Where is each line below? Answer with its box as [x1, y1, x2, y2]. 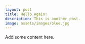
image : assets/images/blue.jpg [5, 21, 70, 26]
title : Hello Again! [5, 12, 48, 17]
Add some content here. [5, 34, 54, 40]
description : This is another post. [5, 16, 81, 21]
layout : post [5, 7, 32, 12]
